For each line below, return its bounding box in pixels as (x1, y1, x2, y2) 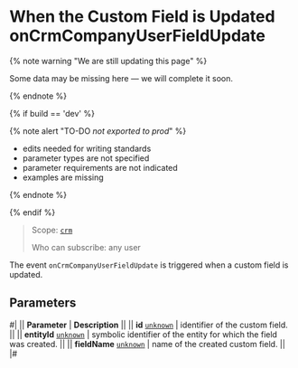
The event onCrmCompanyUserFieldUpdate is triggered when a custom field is (9, 259, 289, 270)
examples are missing (22, 172, 104, 183)
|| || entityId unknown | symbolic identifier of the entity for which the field (9, 328, 278, 340)
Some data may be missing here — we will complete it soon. (9, 72, 233, 83)
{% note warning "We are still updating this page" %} (9, 55, 208, 66)
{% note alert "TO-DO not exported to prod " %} (9, 125, 187, 137)
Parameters (9, 296, 77, 311)
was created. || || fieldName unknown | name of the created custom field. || (9, 338, 286, 349)
